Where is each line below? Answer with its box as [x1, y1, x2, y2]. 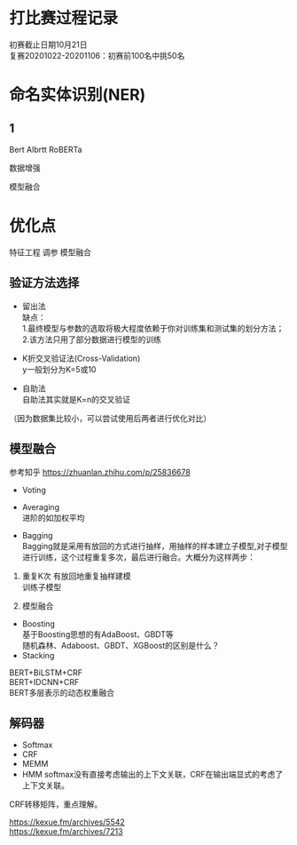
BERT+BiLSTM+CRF [9, 667, 82, 678]
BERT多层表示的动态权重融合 [9, 687, 115, 698]
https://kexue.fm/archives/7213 [9, 826, 123, 837]
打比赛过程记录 [9, 8, 119, 28]
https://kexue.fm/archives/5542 [9, 817, 126, 827]
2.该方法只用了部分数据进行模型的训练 [21, 334, 162, 345]
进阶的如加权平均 [21, 512, 85, 522]
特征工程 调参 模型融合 [9, 246, 91, 258]
